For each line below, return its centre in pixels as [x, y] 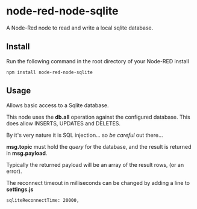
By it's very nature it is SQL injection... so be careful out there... [85, 135]
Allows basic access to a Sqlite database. [58, 105]
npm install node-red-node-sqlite [50, 72]
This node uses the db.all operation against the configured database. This [98, 117]
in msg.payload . [27, 153]
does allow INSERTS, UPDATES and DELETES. [64, 123]
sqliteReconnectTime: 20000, [43, 200]
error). [14, 171]
